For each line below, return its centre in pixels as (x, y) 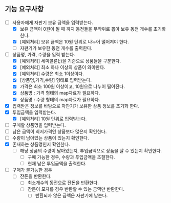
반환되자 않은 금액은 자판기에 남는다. (71, 195)
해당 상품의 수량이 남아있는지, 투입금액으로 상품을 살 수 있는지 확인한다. (91, 151)
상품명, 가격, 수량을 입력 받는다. (44, 55)
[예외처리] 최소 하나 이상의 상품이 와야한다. (62, 67)
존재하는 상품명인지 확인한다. (41, 144)
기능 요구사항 (24, 9)
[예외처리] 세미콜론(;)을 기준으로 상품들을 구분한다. (70, 61)
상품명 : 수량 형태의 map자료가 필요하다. (60, 99)
